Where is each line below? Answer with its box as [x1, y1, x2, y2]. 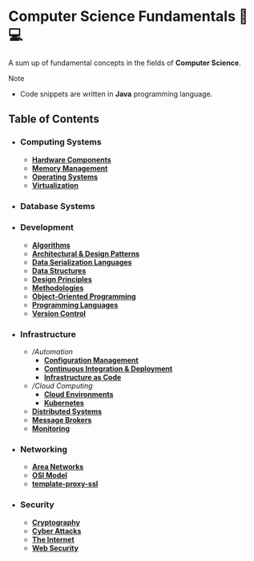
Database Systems [19, 200, 95, 211]
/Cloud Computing [31, 381, 94, 391]
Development [19, 222, 74, 233]
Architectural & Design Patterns [31, 248, 140, 258]
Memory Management [31, 163, 108, 173]
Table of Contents [8, 113, 100, 126]
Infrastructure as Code [43, 373, 122, 383]
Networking [19, 444, 68, 455]
